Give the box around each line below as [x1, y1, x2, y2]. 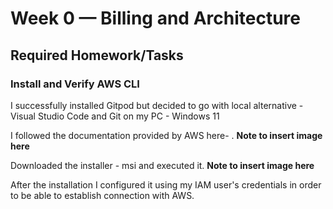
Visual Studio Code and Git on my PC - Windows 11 [10, 110, 220, 122]
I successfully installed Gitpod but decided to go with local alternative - [10, 99, 304, 111]
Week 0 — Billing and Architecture [10, 7, 301, 30]
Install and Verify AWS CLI [10, 77, 140, 91]
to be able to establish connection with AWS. [10, 189, 195, 201]
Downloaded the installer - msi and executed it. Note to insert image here [10, 159, 315, 171]
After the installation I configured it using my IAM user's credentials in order [10, 178, 322, 191]
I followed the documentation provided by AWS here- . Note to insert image [10, 129, 323, 141]
